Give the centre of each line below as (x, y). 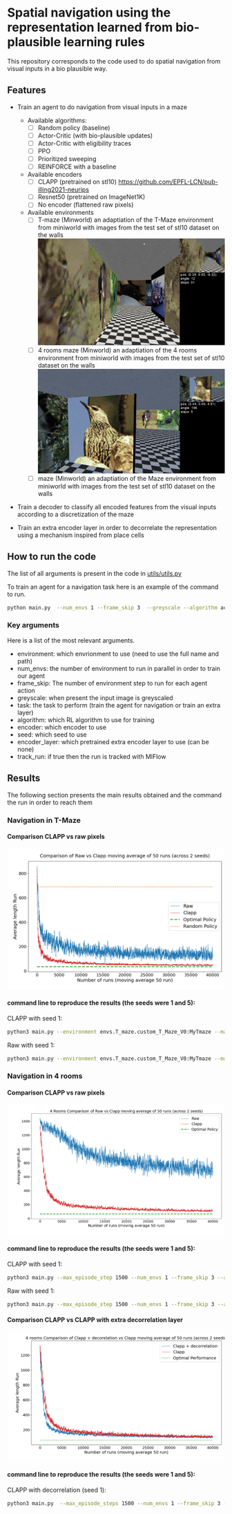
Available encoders (55, 175)
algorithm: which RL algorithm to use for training (86, 719)
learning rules (104, 42)
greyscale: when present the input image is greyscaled (95, 698)
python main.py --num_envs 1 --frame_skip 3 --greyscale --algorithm (112, 607)
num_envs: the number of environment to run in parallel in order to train (119, 668)
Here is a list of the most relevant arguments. (71, 640)
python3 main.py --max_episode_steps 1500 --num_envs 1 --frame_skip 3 (114, 1503)
